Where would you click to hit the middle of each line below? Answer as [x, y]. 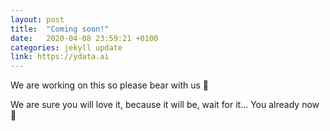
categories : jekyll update [66, 47]
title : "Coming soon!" [60, 29]
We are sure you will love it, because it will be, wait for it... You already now [165, 105]
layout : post [37, 19]
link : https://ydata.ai [60, 57]
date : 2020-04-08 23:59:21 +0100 [84, 38]
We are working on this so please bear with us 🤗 [110, 85]
